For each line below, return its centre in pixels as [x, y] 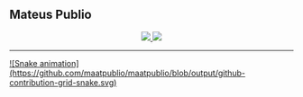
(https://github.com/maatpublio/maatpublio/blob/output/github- [128, 73]
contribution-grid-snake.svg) [63, 82]
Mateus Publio [50, 15]
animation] [59, 63]
